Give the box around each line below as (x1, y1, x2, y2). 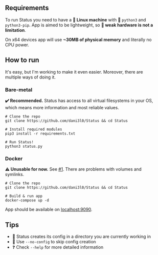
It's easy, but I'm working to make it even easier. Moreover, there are (5, 69, 143, 75)
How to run (5, 56, 40, 64)
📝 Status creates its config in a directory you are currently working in (12, 234, 151, 239)
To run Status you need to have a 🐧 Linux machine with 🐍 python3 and (5, 17, 146, 22)
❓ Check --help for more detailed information (12, 244, 104, 250)
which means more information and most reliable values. (5, 104, 119, 110)
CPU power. (5, 41, 29, 48)
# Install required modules (5, 127, 63, 132)
